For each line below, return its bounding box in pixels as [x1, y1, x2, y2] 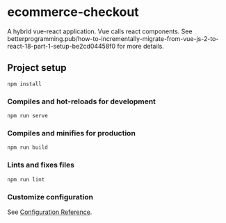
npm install [7, 81, 42, 88]
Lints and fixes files [7, 160, 75, 170]
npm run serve [7, 113, 49, 119]
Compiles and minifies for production [7, 128, 136, 138]
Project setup [7, 62, 67, 74]
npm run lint [7, 176, 45, 183]
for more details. [117, 42, 165, 50]
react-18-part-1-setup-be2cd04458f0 [7, 42, 116, 50]
